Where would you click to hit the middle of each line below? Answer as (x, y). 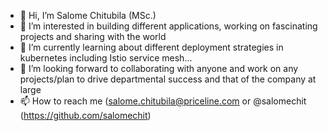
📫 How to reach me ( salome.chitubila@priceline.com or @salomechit (163, 101)
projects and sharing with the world (93, 36)
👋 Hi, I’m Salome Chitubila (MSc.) (88, 15)
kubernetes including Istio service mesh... (106, 58)
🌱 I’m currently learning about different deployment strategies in (151, 47)
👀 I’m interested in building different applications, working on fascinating (168, 26)
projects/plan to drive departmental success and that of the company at (168, 79)
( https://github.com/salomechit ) (85, 115)
